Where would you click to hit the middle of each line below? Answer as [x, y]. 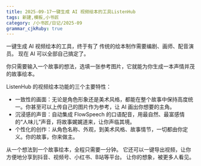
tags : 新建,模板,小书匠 [33, 17]
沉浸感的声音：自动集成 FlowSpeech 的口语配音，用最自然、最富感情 [100, 114]
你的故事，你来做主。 [52, 137]
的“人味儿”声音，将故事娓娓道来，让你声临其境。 [75, 122]
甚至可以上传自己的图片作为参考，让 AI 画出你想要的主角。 [103, 107]
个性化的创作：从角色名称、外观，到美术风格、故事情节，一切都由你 [99, 129]
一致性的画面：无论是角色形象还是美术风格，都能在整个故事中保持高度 [101, 99]
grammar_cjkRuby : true [34, 28]
